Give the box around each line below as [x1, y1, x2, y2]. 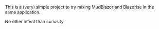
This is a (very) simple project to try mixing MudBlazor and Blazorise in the [5, 4, 155, 10]
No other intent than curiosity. [5, 19, 65, 24]
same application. [5, 9, 41, 15]
